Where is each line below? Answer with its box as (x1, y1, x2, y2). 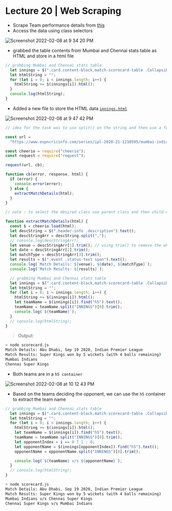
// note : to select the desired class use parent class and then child (5, 210, 164, 215)
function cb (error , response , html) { (5, 172, 88, 177)
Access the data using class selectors (12, 27, 93, 33)
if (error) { (10, 177, 38, 182)
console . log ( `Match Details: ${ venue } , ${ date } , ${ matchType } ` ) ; (10, 262, 153, 267)
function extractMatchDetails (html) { (5, 219, 88, 224)
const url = (5, 134, 31, 139)
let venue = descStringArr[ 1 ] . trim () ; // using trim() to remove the (10, 242, 161, 248)
